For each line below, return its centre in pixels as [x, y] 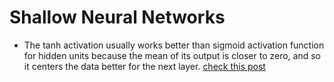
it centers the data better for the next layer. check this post [144, 66]
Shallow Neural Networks [117, 17]
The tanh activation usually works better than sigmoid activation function [174, 45]
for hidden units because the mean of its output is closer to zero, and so [172, 55]
